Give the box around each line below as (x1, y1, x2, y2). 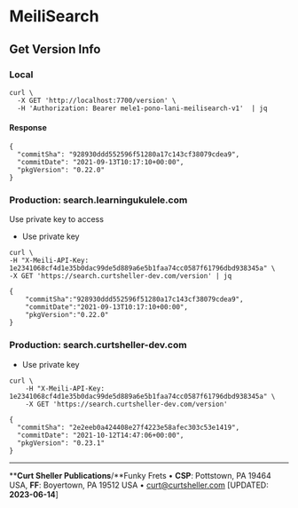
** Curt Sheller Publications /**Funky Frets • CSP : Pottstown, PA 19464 (9, 470, 272, 480)
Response (9, 123, 47, 133)
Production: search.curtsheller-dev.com (9, 339, 188, 352)
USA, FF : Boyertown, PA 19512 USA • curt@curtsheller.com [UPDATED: (9, 480, 269, 490)
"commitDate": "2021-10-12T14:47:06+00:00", (17, 431, 184, 440)
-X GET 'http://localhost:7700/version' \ (17, 96, 176, 105)
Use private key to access (9, 214, 105, 225)
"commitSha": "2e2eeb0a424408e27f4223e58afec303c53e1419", (17, 423, 240, 432)
